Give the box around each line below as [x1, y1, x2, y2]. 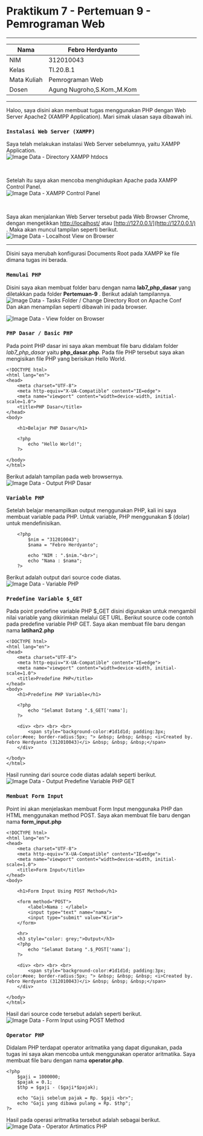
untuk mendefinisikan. [6, 520, 62, 527]
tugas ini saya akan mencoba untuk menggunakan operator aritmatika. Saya [6, 1051, 196, 1058]
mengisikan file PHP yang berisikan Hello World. [6, 355, 126, 362]
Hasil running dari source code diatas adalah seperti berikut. [6, 771, 157, 778]
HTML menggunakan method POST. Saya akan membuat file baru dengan [6, 811, 190, 819]
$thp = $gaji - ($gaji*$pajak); [17, 1084, 98, 1091]
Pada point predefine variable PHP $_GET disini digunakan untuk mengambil [6, 607, 196, 615]
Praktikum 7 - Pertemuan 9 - [6, 4, 151, 18]
